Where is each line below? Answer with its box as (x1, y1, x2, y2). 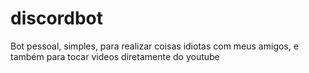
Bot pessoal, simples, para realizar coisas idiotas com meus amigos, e (10, 40, 299, 52)
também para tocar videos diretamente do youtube (10, 50, 220, 62)
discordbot (10, 7, 104, 30)
